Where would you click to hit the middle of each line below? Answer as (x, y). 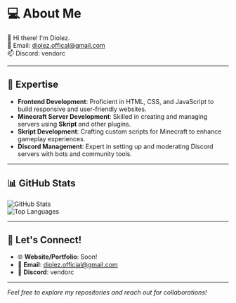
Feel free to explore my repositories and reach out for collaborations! (107, 292)
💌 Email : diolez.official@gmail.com (67, 265)
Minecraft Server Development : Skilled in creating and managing (112, 116)
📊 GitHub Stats (41, 183)
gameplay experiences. (51, 138)
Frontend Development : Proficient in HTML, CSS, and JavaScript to (116, 101)
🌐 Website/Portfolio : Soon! (57, 257)
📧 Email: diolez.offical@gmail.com (56, 45)
